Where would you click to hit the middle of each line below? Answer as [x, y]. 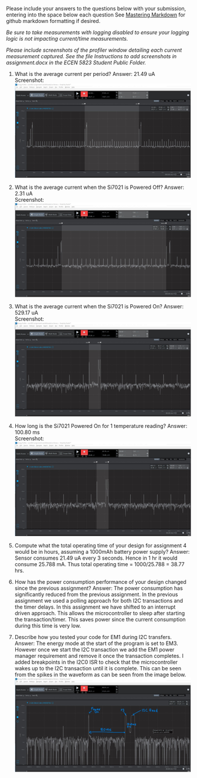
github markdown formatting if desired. [53, 21]
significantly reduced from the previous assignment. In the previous [96, 594]
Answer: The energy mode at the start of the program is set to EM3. [96, 643]
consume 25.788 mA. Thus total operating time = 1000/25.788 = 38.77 [99, 564]
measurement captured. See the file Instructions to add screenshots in [91, 56]
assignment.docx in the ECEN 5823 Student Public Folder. [76, 62]
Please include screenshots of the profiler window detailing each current [94, 50]
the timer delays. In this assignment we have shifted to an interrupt [95, 607]
